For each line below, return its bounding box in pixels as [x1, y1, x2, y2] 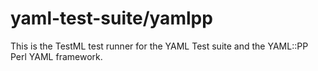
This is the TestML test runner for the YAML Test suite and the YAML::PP [10, 40, 309, 52]
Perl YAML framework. [10, 50, 103, 62]
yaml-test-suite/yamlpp [10, 7, 213, 30]
